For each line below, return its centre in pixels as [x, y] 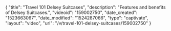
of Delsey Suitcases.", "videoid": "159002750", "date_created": [71, 12]
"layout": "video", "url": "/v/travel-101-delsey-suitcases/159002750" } [78, 23]
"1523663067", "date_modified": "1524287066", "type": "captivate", [77, 18]
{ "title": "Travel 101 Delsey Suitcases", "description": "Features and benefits [85, 7]
